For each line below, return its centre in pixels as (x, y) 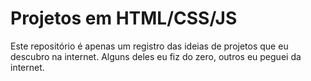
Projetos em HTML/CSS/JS (124, 18)
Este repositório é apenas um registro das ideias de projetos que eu (149, 46)
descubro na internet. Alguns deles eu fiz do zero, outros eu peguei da (156, 56)
